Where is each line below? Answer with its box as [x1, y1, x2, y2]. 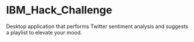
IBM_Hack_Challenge [6, 3, 113, 17]
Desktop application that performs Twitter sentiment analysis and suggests [6, 23, 189, 30]
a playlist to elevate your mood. [6, 29, 83, 36]
